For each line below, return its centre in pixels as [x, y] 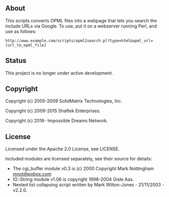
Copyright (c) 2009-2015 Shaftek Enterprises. [53, 111]
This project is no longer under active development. [59, 73]
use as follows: [21, 31]
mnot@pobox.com [32, 174]
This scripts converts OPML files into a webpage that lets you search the [81, 20]
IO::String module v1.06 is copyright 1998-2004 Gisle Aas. [73, 179]
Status [16, 61]
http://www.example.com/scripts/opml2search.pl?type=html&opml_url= [79, 41]
